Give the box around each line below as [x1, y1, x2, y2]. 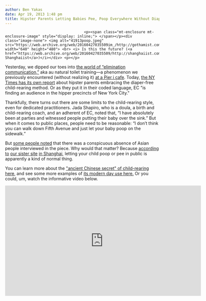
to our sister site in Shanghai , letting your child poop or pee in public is [5, 150, 147, 157]
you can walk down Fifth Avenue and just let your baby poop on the [5, 125, 141, 131]
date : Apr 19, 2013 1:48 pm [5, 12, 63, 17]
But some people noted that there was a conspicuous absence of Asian [5, 140, 149, 146]
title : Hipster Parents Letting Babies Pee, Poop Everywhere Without [5, 16, 150, 21]
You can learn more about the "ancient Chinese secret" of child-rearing [5, 165, 149, 172]
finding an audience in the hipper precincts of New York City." [5, 90, 130, 96]
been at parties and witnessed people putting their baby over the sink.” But [5, 115, 156, 121]
